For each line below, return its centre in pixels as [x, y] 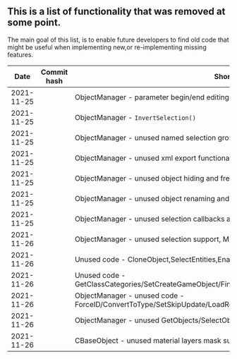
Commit [54, 72]
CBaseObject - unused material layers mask [148, 340]
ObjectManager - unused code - [129, 296]
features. [20, 54]
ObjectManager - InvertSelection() [135, 117]
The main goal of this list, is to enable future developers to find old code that [118, 39]
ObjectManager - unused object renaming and [152, 198]
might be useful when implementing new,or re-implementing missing [107, 47]
